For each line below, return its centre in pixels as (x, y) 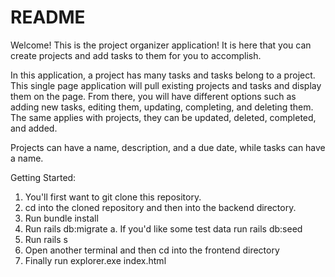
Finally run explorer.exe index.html (95, 260)
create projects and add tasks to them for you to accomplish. (136, 55)
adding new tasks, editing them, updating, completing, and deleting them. (162, 107)
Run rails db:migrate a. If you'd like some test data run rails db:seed (163, 228)
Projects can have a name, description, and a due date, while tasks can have (168, 147)
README (48, 17)
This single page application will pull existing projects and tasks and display (166, 85)
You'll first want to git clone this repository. (113, 197)
